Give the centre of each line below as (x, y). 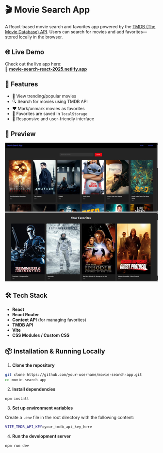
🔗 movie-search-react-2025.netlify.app (46, 69)
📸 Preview (20, 134)
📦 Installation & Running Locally (55, 351)
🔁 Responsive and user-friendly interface (53, 119)
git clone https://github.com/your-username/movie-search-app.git (73, 375)
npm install (17, 399)
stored (11, 37)
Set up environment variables (42, 408)
